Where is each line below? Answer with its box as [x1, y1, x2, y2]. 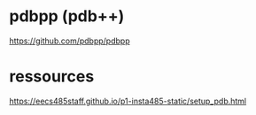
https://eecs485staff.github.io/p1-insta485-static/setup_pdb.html [9, 96, 247, 106]
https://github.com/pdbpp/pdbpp [9, 35, 130, 46]
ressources [9, 66, 95, 87]
